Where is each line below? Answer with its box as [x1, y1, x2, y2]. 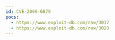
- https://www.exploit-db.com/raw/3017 [11, 19, 110, 25]
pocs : [5, 14, 19, 20]
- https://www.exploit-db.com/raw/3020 [11, 25, 110, 31]
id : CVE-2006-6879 [5, 8, 51, 15]
